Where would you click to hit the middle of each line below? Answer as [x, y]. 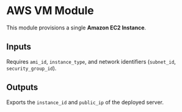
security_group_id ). [31, 68]
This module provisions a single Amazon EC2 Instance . [76, 28]
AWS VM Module [50, 11]
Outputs [22, 87]
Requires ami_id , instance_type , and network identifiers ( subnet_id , [91, 61]
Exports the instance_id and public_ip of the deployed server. [85, 102]
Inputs [19, 47]
